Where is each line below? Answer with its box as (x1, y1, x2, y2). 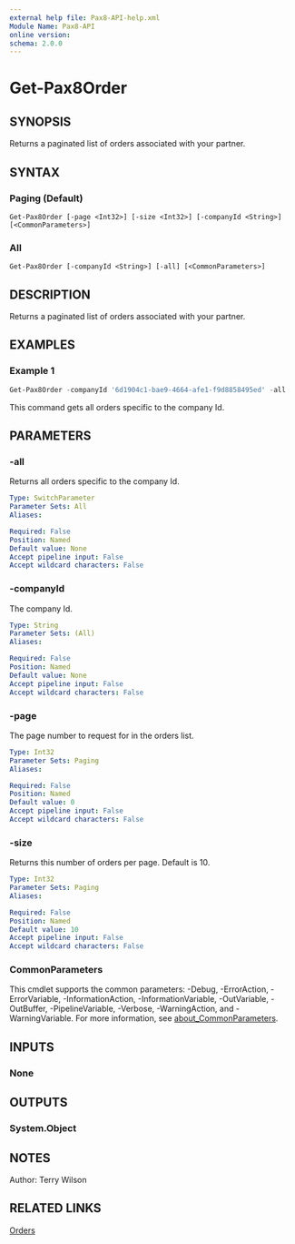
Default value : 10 (9, 925, 79, 934)
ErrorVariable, (9, 994, 62, 1005)
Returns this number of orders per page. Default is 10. (9, 857, 211, 868)
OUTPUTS (9, 1095, 68, 1110)
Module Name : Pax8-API (9, 22, 95, 31)
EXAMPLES (9, 338, 75, 353)
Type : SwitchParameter (9, 493, 95, 503)
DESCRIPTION (9, 287, 91, 302)
